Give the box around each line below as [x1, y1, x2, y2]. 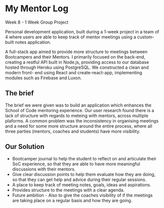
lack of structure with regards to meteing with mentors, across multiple [5, 113, 149, 119]
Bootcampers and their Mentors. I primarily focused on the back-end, [5, 54, 146, 59]
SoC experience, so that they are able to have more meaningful [12, 161, 140, 167]
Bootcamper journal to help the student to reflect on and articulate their [12, 155, 157, 161]
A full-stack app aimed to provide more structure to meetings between [5, 49, 148, 55]
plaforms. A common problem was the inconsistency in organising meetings [5, 118, 159, 123]
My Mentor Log [5, 3, 69, 14]
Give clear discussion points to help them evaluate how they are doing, [12, 171, 156, 177]
